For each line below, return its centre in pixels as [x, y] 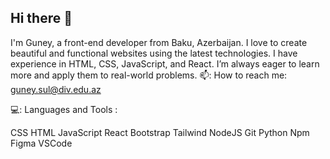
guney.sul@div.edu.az [56, 89]
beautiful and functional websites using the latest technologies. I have [154, 53]
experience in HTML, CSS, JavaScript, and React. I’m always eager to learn [165, 63]
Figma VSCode [41, 143]
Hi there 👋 [41, 18]
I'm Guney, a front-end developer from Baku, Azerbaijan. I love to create [159, 42]
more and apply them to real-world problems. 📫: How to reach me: [149, 75]
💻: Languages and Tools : [64, 109]
